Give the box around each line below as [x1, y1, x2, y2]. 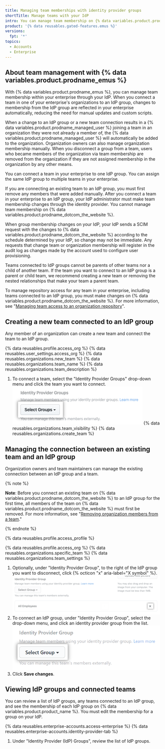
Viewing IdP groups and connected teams [5, 685, 136, 693]
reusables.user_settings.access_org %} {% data [5, 351, 102, 357]
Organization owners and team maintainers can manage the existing [5, 466, 143, 472]
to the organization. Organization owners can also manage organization [5, 140, 150, 146]
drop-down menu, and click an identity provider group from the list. [12, 620, 149, 626]
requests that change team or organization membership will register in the [5, 242, 155, 248]
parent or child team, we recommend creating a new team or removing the [5, 273, 156, 279]
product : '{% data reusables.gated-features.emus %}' [5, 24, 118, 29]
